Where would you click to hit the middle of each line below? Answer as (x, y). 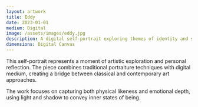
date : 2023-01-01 (27, 22)
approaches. (22, 79)
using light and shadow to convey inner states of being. (73, 97)
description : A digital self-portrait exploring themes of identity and (97, 39)
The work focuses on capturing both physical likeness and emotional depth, (98, 91)
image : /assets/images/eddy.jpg (46, 34)
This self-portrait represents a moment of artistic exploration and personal (96, 61)
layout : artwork (26, 11)
